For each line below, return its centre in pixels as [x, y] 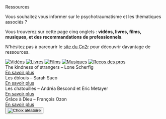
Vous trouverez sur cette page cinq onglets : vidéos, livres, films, [73, 32]
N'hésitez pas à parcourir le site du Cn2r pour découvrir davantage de [78, 47]
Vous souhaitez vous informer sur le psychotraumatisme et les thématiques [83, 17]
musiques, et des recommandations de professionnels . [64, 37]
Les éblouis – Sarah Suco [31, 78]
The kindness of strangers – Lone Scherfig [50, 67]
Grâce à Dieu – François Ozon [36, 99]
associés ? [16, 22]
